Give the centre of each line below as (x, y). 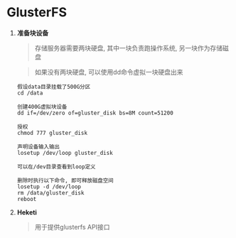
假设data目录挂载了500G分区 (54, 87)
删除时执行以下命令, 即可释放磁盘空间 (65, 180)
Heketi (27, 212)
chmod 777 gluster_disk (52, 133)
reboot (27, 199)
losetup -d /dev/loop (49, 186)
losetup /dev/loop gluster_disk (65, 153)
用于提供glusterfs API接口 (72, 227)
